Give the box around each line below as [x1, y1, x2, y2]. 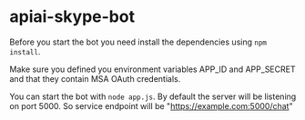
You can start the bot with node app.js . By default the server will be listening [9, 91, 297, 102]
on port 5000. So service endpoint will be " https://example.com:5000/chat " [9, 100, 293, 111]
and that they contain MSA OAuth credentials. [9, 73, 181, 84]
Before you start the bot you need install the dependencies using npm [9, 36, 267, 47]
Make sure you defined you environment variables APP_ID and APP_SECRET [9, 64, 296, 75]
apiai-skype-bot [9, 6, 135, 27]
